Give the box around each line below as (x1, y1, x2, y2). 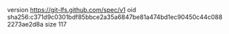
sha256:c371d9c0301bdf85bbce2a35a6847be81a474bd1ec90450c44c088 (7, 13, 223, 21)
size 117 (44, 20, 67, 28)
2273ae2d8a (7, 20, 44, 28)
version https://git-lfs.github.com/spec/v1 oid (7, 6, 137, 14)
